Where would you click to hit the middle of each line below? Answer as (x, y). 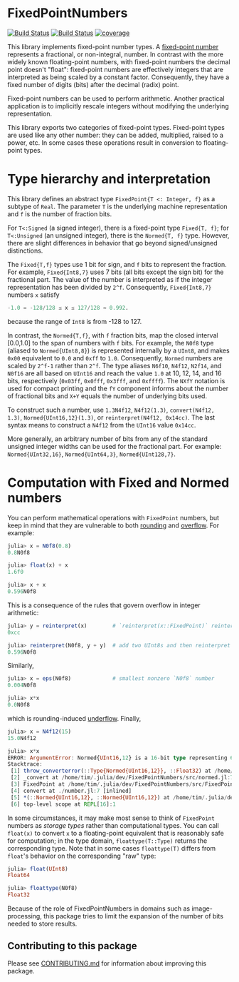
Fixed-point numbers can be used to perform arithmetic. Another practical (116, 98)
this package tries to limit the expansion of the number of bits (134, 916)
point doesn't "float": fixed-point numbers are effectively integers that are (116, 69)
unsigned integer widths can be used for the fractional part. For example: (115, 446)
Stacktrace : (25, 764)
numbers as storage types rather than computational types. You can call (113, 825)
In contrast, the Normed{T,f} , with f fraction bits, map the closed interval (113, 335)
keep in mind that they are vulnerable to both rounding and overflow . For (113, 525)
